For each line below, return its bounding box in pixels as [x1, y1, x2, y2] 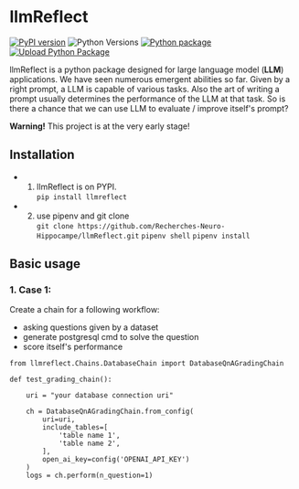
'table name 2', [58, 439, 121, 449]
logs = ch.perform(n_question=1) [26, 471, 154, 481]
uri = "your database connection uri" [26, 391, 174, 400]
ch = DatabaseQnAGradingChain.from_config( [26, 407, 195, 417]
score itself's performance [22, 341, 123, 353]
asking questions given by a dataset [22, 322, 159, 333]
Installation [9, 147, 75, 163]
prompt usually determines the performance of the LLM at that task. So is [9, 93, 286, 104]
